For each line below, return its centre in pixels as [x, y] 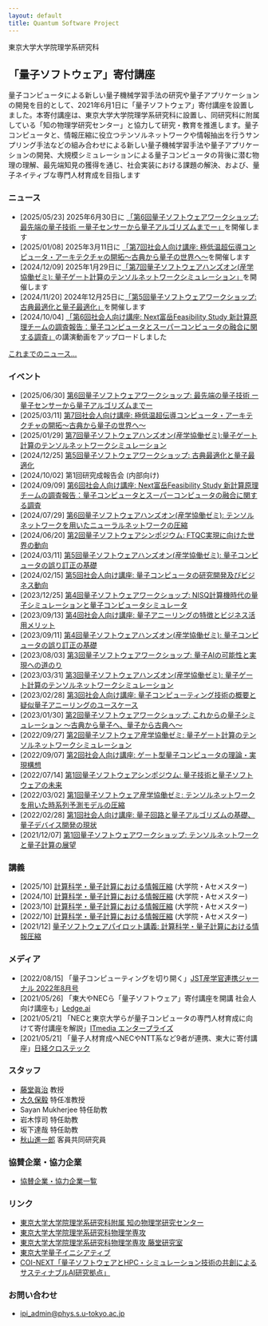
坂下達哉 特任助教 [49, 1129]
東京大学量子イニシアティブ [65, 1252]
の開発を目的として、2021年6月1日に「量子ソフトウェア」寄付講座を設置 [128, 106]
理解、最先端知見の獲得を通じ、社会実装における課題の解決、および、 [137, 165]
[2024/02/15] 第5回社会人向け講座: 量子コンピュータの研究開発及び [130, 575]
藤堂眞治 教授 [42, 1089]
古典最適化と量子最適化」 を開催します [83, 307]
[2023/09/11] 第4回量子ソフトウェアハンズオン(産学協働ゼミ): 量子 [128, 635]
